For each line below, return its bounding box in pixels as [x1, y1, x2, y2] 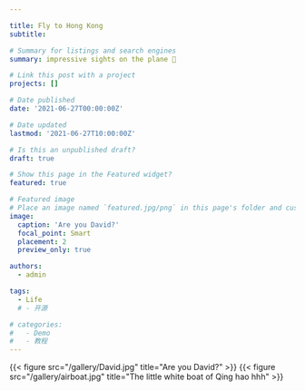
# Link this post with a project [9, 71, 136, 80]
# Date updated [9, 120, 67, 130]
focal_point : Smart [17, 229, 92, 238]
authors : [9, 262, 43, 271]
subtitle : [9, 29, 47, 39]
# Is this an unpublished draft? [9, 145, 136, 154]
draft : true [9, 153, 54, 163]
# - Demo [9, 328, 51, 337]
